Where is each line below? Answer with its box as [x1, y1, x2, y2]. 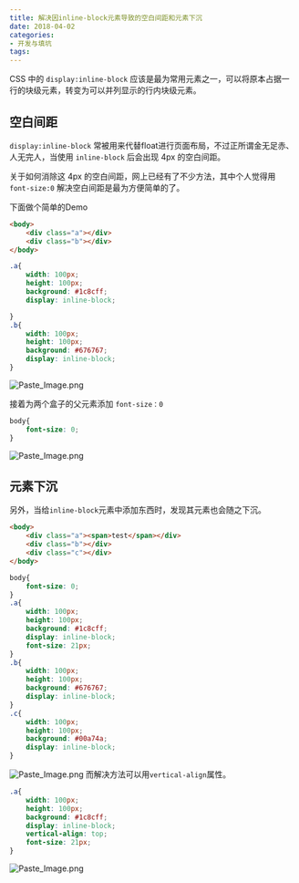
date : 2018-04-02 [9, 22, 76, 31]
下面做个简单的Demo [9, 202, 88, 213]
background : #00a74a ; [26, 734, 108, 743]
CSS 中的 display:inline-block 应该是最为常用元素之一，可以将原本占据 [9, 74, 283, 85]
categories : [9, 30, 55, 39]
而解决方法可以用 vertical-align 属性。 [85, 769, 231, 780]
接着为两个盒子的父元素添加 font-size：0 [9, 398, 164, 409]
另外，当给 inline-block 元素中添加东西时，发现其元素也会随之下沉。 [9, 504, 266, 515]
